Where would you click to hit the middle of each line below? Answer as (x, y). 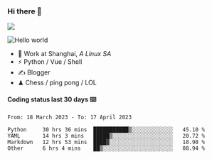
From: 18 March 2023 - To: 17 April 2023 (70, 117)
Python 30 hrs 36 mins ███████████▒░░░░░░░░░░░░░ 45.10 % (106, 130)
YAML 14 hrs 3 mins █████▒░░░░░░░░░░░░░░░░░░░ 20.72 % (106, 136)
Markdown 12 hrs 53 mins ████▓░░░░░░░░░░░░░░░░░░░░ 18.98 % (106, 142)
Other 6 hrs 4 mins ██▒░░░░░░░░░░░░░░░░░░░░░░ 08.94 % (106, 148)
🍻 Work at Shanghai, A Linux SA (64, 54)
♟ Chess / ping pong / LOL (57, 83)
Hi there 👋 (25, 11)
